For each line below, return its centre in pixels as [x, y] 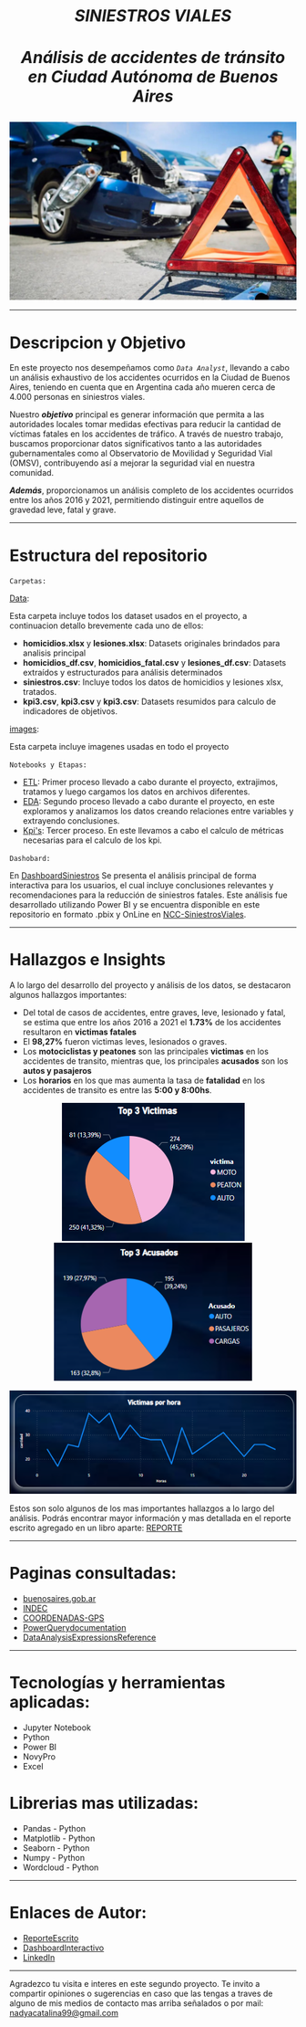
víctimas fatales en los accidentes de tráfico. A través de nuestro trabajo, [147, 434]
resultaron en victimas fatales [79, 1032]
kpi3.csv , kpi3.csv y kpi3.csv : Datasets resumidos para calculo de [149, 702]
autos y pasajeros [57, 1071]
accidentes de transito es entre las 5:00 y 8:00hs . [117, 1090]
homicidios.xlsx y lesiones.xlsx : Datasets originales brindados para [151, 644]
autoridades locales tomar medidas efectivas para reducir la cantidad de [145, 425]
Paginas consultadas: [93, 1574]
